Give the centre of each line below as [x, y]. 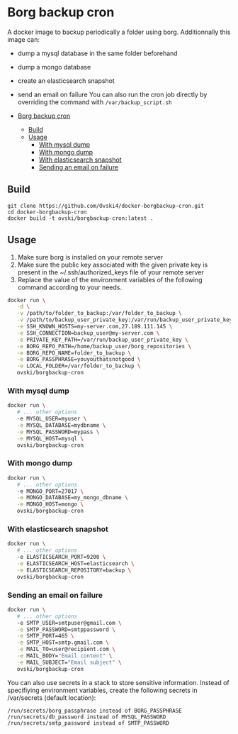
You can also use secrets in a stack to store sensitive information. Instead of [118, 682]
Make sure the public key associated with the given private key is [113, 265]
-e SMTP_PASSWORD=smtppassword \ [66, 629]
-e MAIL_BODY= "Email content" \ [64, 656]
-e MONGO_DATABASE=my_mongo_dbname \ [73, 498]
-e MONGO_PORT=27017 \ [50, 491]
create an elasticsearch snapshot [66, 80]
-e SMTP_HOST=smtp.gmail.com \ [63, 643]
